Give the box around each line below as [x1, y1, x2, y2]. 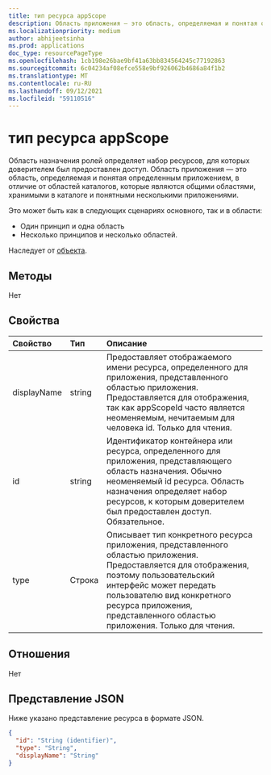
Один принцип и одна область [19, 221, 125, 231]
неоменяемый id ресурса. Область [106, 475, 244, 487]
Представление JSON [8, 692, 124, 706]
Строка [69, 574, 99, 585]
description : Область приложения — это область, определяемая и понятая [8, 19, 258, 27]
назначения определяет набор [106, 485, 227, 496]
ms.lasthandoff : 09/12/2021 [8, 86, 103, 95]
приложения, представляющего [106, 455, 232, 467]
